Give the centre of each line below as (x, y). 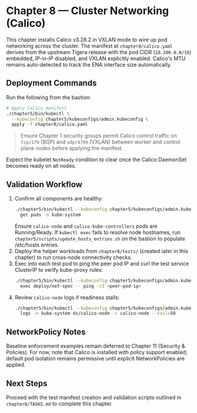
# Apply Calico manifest (36, 108)
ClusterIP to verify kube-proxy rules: (59, 269)
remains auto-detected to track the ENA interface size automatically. (89, 64)
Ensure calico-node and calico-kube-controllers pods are (86, 226)
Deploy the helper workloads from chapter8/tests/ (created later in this (101, 251)
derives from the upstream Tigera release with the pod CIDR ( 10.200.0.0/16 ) (99, 52)
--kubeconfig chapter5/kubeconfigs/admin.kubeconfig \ (80, 119)
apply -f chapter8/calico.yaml (50, 125)
